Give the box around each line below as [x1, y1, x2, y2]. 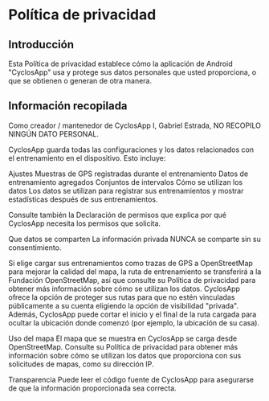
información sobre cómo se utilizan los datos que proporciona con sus [8, 350, 242, 360]
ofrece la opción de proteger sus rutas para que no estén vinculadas [8, 292, 235, 302]
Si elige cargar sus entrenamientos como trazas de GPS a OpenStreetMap [8, 258, 253, 268]
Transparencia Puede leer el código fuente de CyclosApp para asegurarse [8, 374, 255, 384]
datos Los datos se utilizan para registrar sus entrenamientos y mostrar [8, 186, 244, 195]
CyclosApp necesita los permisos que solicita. [8, 219, 161, 228]
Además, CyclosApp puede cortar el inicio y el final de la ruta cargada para [8, 309, 257, 319]
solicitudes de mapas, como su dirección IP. [8, 359, 154, 369]
